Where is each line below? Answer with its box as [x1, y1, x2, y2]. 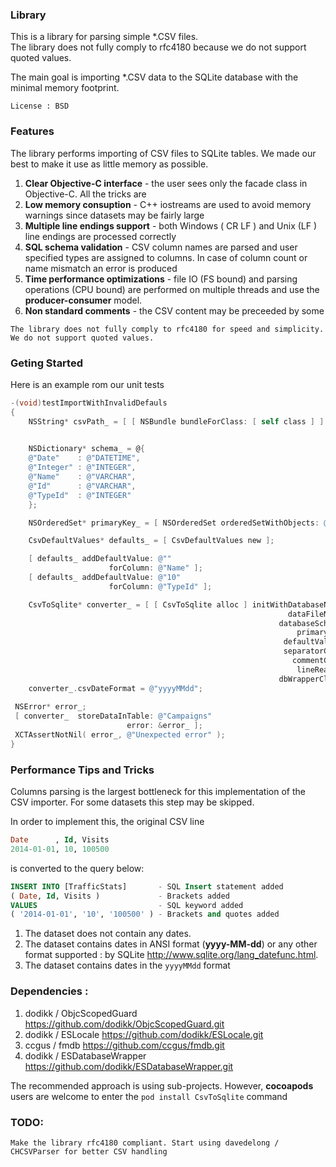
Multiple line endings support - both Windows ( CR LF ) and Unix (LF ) [24, 219, 318, 232]
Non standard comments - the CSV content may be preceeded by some [24, 304, 325, 317]
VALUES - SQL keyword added [10, 900, 244, 910]
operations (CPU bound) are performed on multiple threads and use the [24, 283, 320, 295]
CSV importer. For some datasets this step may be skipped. [10, 796, 255, 808]
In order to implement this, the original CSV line [10, 816, 205, 828]
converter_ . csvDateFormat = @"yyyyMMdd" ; [28, 683, 203, 693]
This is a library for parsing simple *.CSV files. [10, 31, 199, 43]
